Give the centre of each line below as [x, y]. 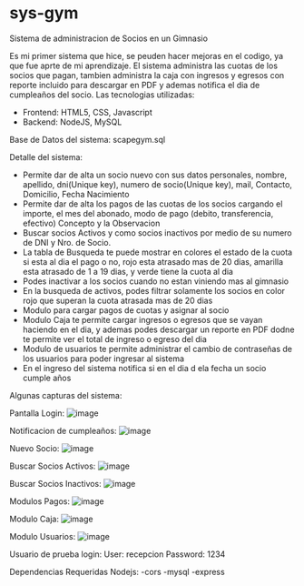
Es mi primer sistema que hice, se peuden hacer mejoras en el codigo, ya [147, 56]
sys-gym [44, 13]
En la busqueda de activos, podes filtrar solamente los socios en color [154, 290]
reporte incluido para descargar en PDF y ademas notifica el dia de [135, 85]
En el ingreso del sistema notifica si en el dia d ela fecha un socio [144, 368]
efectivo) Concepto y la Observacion [91, 223]
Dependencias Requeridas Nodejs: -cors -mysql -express [117, 571]
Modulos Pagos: [40, 501]
